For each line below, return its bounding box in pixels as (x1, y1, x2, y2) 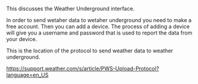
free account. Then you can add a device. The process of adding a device (6, 23, 190, 30)
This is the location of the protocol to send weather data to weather (6, 47, 173, 54)
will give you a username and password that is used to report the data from (6, 29, 193, 36)
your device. (6, 36, 37, 42)
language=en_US (6, 71, 49, 78)
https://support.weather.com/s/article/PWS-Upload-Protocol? (6, 65, 159, 72)
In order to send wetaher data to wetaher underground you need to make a (6, 17, 192, 23)
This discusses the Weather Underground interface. (6, 5, 135, 12)
